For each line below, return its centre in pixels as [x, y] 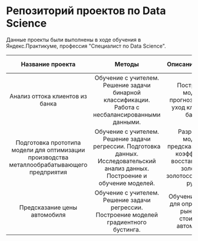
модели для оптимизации [48, 150]
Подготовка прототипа [48, 143]
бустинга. [127, 229]
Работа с [127, 107]
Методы [127, 64]
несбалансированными [127, 114]
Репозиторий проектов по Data [86, 11]
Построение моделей [127, 214]
